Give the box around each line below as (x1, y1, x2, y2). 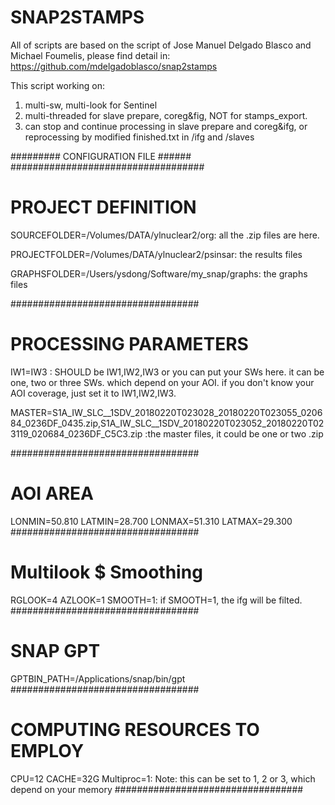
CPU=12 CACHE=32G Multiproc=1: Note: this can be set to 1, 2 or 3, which (10, 772, 316, 785)
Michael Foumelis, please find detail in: (10, 49, 171, 61)
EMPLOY (10, 739, 85, 762)
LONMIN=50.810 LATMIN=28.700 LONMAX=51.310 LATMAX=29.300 (10, 515, 293, 527)
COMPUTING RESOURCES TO (10, 718, 260, 741)
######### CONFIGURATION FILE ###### (10, 150, 192, 162)
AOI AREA (10, 482, 94, 505)
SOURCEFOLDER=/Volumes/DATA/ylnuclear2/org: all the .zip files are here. (10, 229, 320, 241)
